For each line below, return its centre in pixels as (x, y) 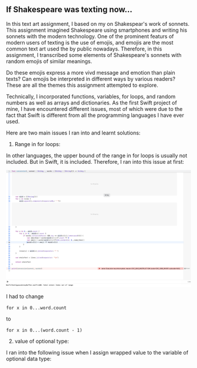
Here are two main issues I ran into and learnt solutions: (73, 133)
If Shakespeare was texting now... (69, 10)
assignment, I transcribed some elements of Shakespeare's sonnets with (94, 55)
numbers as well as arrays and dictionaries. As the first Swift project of (91, 103)
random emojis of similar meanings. (49, 61)
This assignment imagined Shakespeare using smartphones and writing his (97, 30)
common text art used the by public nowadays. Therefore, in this (84, 49)
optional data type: (29, 359)
